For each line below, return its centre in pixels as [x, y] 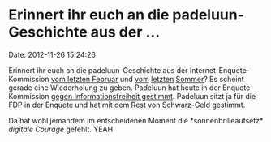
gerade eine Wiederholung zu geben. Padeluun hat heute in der [115, 88]
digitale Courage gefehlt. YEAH [61, 129]
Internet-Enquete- [219, 70]
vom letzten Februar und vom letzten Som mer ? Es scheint [148, 79]
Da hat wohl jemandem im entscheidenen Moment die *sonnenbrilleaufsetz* [136, 120]
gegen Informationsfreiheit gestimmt [112, 96]
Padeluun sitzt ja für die [216, 96]
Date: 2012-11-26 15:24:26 [52, 54]
